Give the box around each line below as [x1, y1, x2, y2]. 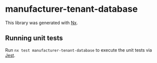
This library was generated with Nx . [5, 20, 78, 26]
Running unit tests [5, 34, 63, 42]
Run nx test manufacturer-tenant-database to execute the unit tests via [5, 47, 153, 53]
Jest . [5, 52, 16, 58]
